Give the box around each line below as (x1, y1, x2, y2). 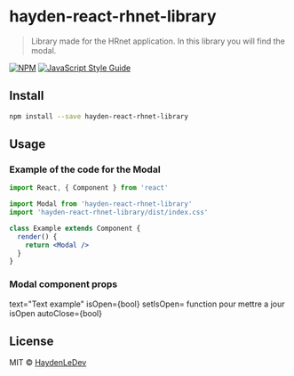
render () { (17, 232, 58, 241)
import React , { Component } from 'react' (9, 184, 169, 192)
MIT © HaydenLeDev (9, 357, 87, 368)
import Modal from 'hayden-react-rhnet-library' (9, 200, 193, 208)
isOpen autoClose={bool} (9, 307, 102, 318)
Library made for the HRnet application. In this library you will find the (30, 36, 286, 46)
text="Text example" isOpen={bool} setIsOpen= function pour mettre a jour (9, 298, 285, 309)
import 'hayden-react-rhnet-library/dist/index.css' (9, 208, 209, 217)
